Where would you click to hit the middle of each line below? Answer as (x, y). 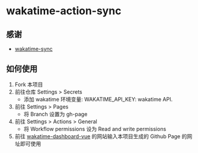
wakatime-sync (34, 49)
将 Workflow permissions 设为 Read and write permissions (95, 129)
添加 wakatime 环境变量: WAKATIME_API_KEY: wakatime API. (98, 99)
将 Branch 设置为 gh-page (55, 114)
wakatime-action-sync (64, 11)
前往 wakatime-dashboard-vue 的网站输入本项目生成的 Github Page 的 (101, 136)
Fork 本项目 (29, 84)
